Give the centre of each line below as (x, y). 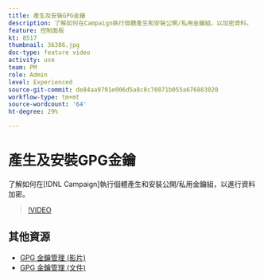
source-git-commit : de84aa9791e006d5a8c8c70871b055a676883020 (113, 89)
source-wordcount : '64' (48, 104)
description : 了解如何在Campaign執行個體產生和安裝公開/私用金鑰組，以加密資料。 (130, 23)
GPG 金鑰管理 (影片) (52, 257)
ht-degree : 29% (33, 112)
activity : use (32, 60)
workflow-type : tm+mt (44, 97)
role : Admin (28, 75)
